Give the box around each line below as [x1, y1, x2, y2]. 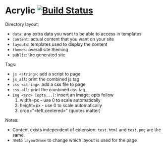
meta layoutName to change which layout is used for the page [12, 137, 137, 143]
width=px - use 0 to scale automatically [19, 97, 101, 103]
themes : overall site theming [12, 46, 68, 52]
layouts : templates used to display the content [12, 41, 108, 47]
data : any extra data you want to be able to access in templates [12, 31, 142, 37]
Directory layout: [5, 21, 39, 27]
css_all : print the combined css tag [12, 86, 86, 92]
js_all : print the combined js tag [12, 76, 80, 82]
